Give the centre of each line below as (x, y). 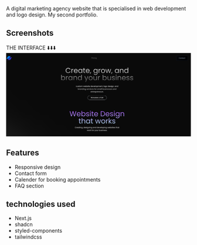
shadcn (24, 224)
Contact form (30, 173)
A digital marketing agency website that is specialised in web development (96, 9)
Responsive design (38, 167)
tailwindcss (28, 237)
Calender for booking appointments (57, 179)
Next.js (23, 218)
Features (23, 153)
